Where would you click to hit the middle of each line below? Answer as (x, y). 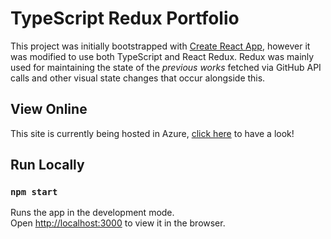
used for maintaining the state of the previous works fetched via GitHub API (166, 67)
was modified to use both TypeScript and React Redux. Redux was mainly (162, 56)
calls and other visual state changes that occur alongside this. (138, 78)
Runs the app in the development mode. (92, 213)
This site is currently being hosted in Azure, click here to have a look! (152, 133)
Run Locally (47, 165)
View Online (49, 109)
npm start (34, 192)
